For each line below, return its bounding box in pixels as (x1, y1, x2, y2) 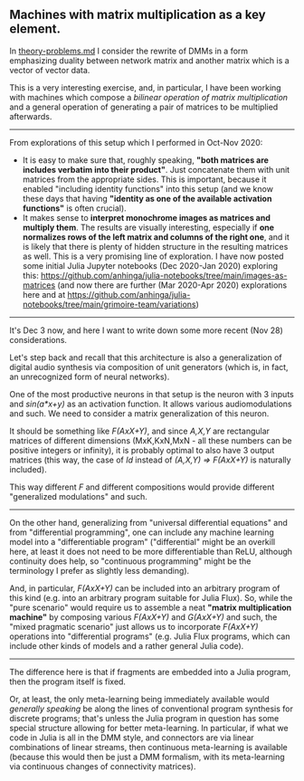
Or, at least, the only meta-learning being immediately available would (9, 693, 270, 704)
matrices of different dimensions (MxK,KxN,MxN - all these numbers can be (9, 434, 292, 446)
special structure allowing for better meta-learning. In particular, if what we (9, 722, 289, 733)
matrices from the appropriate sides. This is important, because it (22, 174, 267, 185)
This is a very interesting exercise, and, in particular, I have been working (9, 81, 282, 93)
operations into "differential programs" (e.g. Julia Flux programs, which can (9, 631, 290, 642)
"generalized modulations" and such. (9, 491, 147, 501)
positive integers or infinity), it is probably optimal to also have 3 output (9, 444, 275, 455)
